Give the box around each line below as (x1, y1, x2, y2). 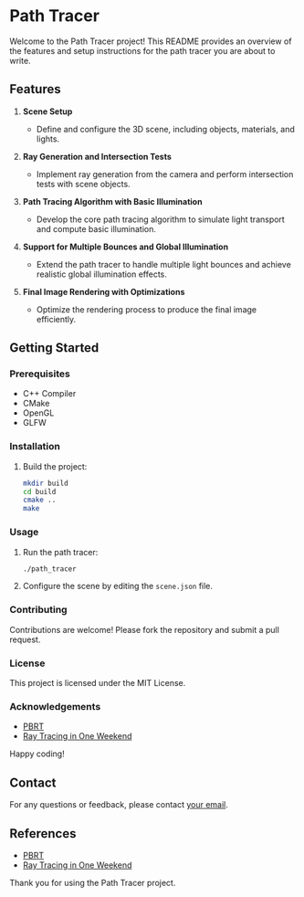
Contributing (9, 604, 68, 617)
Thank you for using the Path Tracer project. (9, 877, 176, 888)
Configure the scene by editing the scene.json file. (22, 581, 213, 592)
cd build (22, 487, 57, 496)
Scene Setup (22, 106, 73, 117)
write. (9, 55, 31, 66)
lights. (36, 133, 60, 144)
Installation (9, 440, 61, 453)
